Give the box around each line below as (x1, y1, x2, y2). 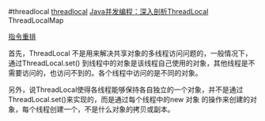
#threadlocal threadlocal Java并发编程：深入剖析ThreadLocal (8, 7, 209, 16)
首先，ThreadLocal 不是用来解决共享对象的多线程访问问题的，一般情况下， (8, 49, 252, 57)
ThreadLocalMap (8, 16, 64, 25)
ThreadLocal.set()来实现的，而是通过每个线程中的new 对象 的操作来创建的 (8, 95, 251, 104)
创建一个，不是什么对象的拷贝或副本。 (49, 104, 175, 114)
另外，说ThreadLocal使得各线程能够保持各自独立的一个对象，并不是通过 (8, 85, 244, 94)
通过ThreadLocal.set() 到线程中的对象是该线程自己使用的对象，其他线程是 (8, 58, 249, 68)
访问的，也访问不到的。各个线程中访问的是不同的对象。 (21, 68, 203, 77)
